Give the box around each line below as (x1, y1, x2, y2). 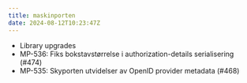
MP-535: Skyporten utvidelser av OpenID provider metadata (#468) (19, 66, 240, 75)
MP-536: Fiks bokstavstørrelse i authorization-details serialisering (19, 49, 234, 58)
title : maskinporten (8, 11, 77, 20)
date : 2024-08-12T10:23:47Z (8, 19, 101, 27)
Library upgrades (19, 40, 77, 50)
